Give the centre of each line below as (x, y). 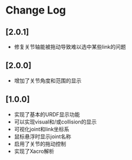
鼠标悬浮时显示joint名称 (42, 136)
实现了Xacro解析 (34, 151)
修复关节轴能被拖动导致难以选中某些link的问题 (70, 47)
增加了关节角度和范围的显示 (48, 81)
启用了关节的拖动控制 (40, 144)
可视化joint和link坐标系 (42, 129)
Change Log (36, 10)
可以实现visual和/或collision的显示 (55, 122)
